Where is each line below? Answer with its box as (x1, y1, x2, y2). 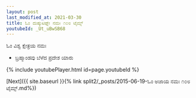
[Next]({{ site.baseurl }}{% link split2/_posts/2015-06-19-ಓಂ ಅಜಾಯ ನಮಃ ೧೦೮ (6, 78, 191, 85)
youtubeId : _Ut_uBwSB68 (6, 25, 66, 32)
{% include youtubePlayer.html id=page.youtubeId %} (6, 66, 140, 73)
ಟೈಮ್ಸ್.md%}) (6, 85, 37, 92)
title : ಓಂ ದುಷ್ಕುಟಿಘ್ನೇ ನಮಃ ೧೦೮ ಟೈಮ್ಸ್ (6, 20, 83, 26)
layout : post (6, 8, 39, 15)
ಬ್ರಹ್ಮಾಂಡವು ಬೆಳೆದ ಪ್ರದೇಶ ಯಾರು (14, 54, 74, 61)
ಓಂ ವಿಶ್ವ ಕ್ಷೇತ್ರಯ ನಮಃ (6, 42, 47, 49)
